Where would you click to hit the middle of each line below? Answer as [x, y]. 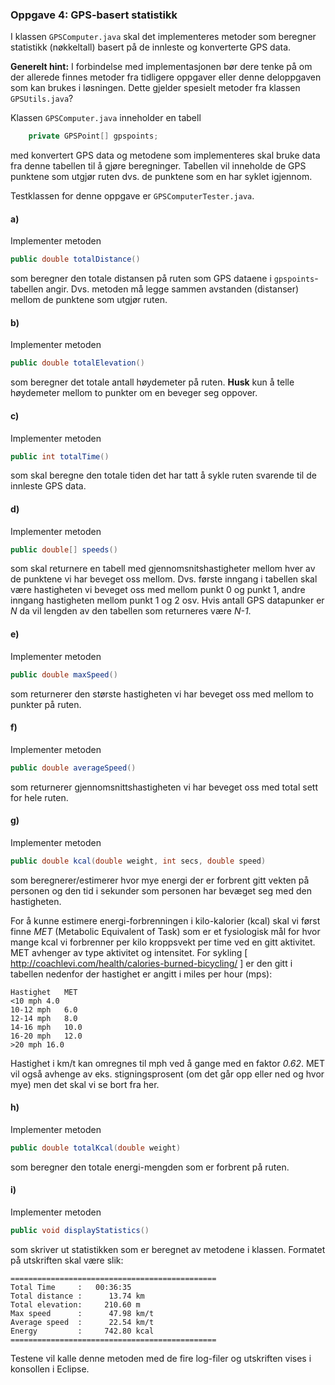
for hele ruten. [39, 797]
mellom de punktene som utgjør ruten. [89, 300]
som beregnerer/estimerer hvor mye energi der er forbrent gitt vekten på [160, 880]
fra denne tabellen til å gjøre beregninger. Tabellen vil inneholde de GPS [158, 166]
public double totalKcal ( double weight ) [96, 1148]
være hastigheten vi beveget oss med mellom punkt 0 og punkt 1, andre [158, 590]
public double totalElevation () [77, 363]
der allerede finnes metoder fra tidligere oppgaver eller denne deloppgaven [166, 77]
